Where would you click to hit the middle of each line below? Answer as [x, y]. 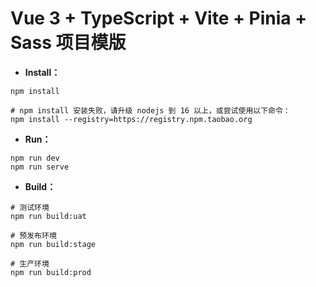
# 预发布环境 [33, 235]
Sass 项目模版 [68, 43]
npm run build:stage [53, 244]
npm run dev [35, 158]
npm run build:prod [51, 272]
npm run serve [40, 167]
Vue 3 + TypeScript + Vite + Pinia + [159, 18]
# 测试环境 [30, 207]
